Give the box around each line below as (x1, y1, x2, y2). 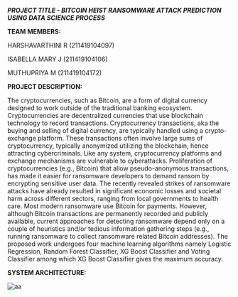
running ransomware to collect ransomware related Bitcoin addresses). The (7, 232, 229, 240)
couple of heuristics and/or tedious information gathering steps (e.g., (7, 225, 210, 233)
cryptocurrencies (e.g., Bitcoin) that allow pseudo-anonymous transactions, (7, 164, 229, 173)
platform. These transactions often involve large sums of (38, 134, 203, 142)
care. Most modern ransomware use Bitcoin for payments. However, (7, 202, 207, 210)
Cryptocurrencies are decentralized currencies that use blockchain (7, 112, 204, 119)
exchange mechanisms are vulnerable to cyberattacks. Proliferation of (7, 156, 213, 165)
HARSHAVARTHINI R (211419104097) (7, 41, 115, 49)
